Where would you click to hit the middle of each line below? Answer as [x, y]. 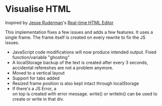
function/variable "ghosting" [41, 57]
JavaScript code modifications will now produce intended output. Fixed [84, 52]
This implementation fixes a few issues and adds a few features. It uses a [79, 32]
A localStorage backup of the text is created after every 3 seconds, [80, 62]
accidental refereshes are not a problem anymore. [63, 68]
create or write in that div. [38, 99]
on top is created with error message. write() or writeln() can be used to [85, 94]
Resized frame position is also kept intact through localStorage [75, 83]
